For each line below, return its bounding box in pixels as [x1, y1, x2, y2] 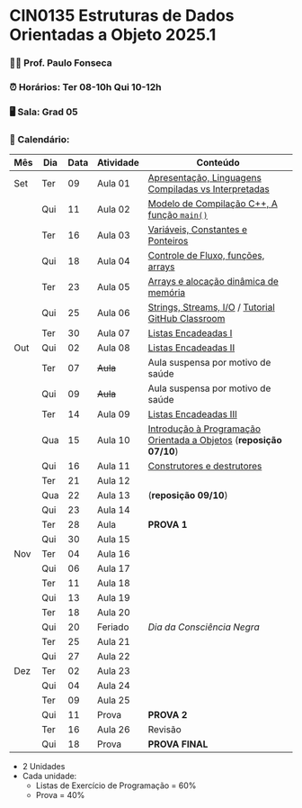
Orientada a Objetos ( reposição [147, 434, 282, 447]
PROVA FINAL [147, 738, 209, 750]
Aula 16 [97, 548, 130, 560]
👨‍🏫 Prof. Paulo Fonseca [9, 57, 112, 69]
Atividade [97, 157, 139, 169]
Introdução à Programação [147, 422, 262, 435]
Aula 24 [97, 679, 130, 692]
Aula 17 [97, 562, 130, 575]
